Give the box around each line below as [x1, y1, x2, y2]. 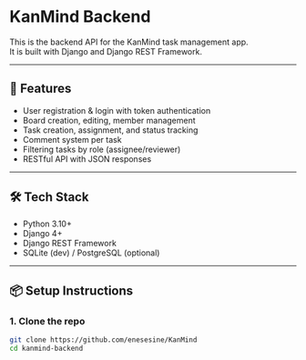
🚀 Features [9, 81, 72, 96]
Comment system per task [22, 134, 122, 145]
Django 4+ [22, 227, 63, 238]
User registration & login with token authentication [22, 105, 211, 115]
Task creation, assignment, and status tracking [22, 125, 199, 135]
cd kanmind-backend [9, 344, 84, 354]
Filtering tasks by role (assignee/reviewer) [22, 144, 181, 155]
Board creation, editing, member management [22, 115, 196, 125]
